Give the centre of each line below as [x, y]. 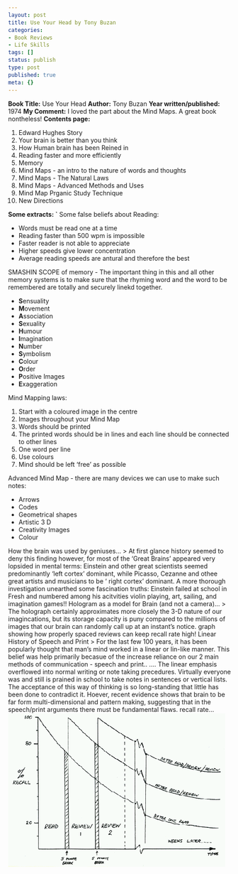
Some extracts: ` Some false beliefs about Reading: [84, 214]
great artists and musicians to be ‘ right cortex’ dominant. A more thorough [117, 581]
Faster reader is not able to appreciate [74, 243]
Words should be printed [54, 426]
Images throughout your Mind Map [69, 419]
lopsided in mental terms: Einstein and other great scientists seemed [108, 566]
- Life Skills [29, 45]
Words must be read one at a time [68, 228]
